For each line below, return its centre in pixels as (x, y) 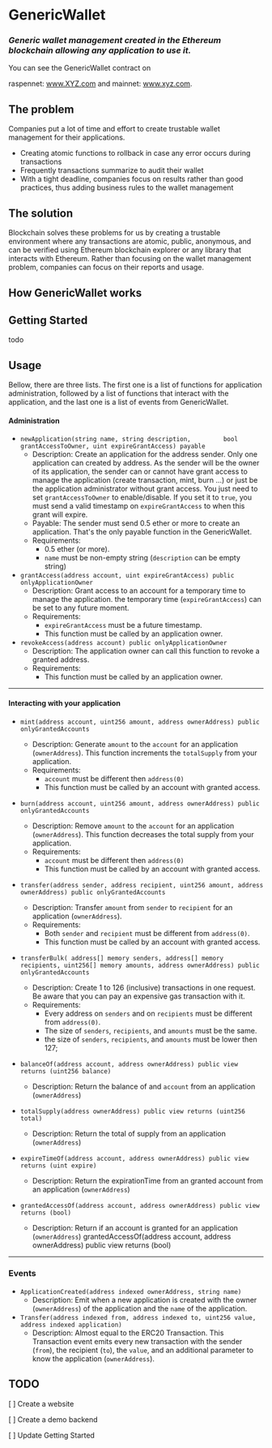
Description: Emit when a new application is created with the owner (144, 1300)
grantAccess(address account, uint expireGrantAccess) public (127, 576)
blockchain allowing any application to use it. (100, 50)
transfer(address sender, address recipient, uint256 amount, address (142, 885)
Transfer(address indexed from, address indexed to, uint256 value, (138, 1317)
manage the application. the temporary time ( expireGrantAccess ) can (147, 599)
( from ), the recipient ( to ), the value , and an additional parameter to (142, 1350)
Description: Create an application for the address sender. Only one (144, 454)
